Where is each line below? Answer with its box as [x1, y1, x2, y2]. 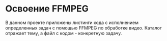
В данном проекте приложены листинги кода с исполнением [5, 19, 139, 25]
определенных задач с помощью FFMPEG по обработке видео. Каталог [5, 24, 162, 30]
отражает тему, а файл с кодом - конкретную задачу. [5, 30, 122, 36]
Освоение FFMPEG [5, 3, 89, 14]
